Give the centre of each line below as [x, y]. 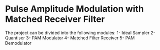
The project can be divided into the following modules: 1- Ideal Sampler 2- [80, 33]
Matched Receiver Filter [55, 19]
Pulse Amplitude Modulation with [75, 9]
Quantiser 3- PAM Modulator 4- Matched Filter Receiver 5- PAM [70, 38]
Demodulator [18, 43]
